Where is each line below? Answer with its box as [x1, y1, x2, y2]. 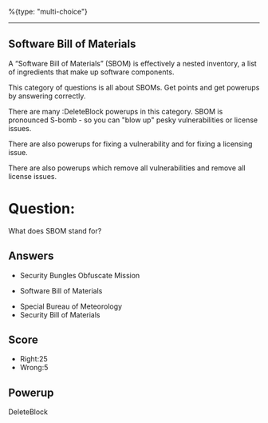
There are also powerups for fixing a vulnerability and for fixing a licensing [8, 139, 253, 149]
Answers [8, 249, 54, 263]
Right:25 [19, 354, 48, 364]
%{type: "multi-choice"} [8, 7, 88, 16]
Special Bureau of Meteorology [19, 301, 122, 311]
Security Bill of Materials [19, 309, 101, 319]
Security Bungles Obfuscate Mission [19, 270, 140, 280]
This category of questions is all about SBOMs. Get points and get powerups [8, 82, 260, 92]
